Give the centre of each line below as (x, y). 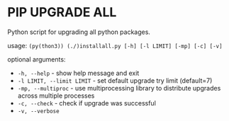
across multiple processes (56, 96)
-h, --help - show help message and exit (78, 73)
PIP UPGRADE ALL (62, 12)
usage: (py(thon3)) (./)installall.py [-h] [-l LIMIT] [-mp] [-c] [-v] (115, 45)
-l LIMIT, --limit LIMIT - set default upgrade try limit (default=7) (115, 80)
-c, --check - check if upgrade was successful (86, 103)
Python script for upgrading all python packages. (79, 32)
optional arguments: (37, 59)
